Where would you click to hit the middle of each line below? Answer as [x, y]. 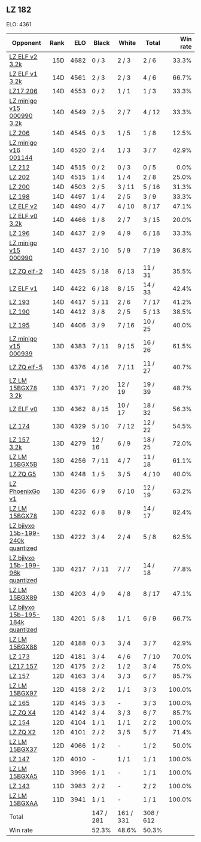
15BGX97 [23, 693]
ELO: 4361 [19, 24]
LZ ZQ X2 [22, 732]
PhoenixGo [25, 491]
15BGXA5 [23, 776]
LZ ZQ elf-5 [26, 367]
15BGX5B [23, 464]
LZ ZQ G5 [23, 474]
